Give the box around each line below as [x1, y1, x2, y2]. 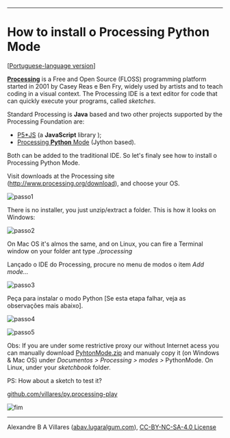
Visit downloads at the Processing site [7, 172, 115, 180]
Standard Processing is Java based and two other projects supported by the [7, 110, 222, 118]
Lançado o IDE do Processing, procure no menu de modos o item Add [7, 260, 204, 268]
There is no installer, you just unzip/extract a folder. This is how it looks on [7, 205, 216, 214]
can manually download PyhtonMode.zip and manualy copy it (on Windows [7, 348, 220, 357]
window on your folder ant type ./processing [7, 246, 133, 255]
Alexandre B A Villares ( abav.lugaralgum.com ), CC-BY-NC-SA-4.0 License [7, 423, 217, 431]
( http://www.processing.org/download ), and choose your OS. [7, 179, 180, 187]
